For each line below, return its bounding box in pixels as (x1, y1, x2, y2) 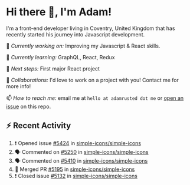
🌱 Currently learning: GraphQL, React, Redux (6, 53, 115, 60)
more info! (6, 82, 31, 90)
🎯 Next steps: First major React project (6, 65, 100, 72)
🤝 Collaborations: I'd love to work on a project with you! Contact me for (6, 76, 179, 83)
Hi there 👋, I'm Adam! (6, 5, 112, 19)
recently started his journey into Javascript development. (6, 31, 145, 38)
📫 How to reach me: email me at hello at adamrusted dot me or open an (6, 94, 184, 102)
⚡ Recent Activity (6, 120, 71, 131)
